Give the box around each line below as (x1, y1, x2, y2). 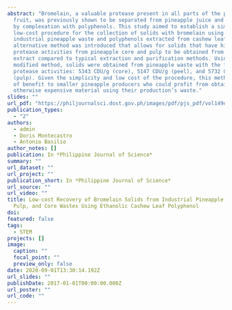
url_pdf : (7, 100, 32, 107)
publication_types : (7, 106, 64, 113)
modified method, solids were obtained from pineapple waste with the (13, 61, 221, 68)
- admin (13, 126, 36, 133)
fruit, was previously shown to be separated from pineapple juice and (13, 17, 224, 23)
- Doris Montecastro (13, 132, 72, 139)
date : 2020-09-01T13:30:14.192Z (7, 267, 100, 273)
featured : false (7, 215, 54, 222)
